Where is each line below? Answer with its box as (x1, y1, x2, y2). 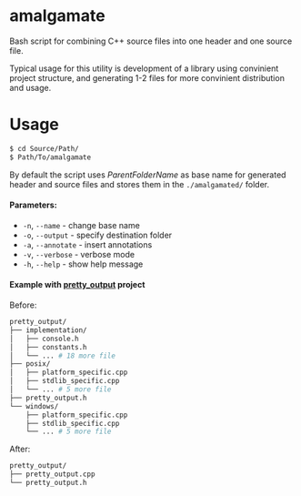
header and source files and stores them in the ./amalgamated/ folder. (9, 178, 270, 189)
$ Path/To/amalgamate (9, 152, 92, 162)
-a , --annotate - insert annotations (22, 238, 153, 250)
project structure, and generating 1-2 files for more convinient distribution (9, 72, 285, 83)
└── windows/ (9, 401, 59, 410)
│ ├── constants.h (9, 342, 88, 351)
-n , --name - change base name (22, 219, 141, 230)
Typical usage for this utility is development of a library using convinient (9, 63, 279, 74)
